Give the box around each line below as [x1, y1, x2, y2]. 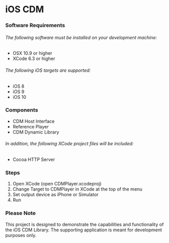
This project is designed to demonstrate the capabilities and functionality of [5, 221, 164, 227]
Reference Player [12, 123, 49, 129]
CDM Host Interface [12, 118, 55, 124]
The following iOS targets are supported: [5, 67, 91, 73]
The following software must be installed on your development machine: [5, 34, 157, 40]
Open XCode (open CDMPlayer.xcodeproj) [12, 181, 102, 187]
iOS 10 [12, 94, 26, 100]
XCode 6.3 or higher [12, 56, 55, 62]
